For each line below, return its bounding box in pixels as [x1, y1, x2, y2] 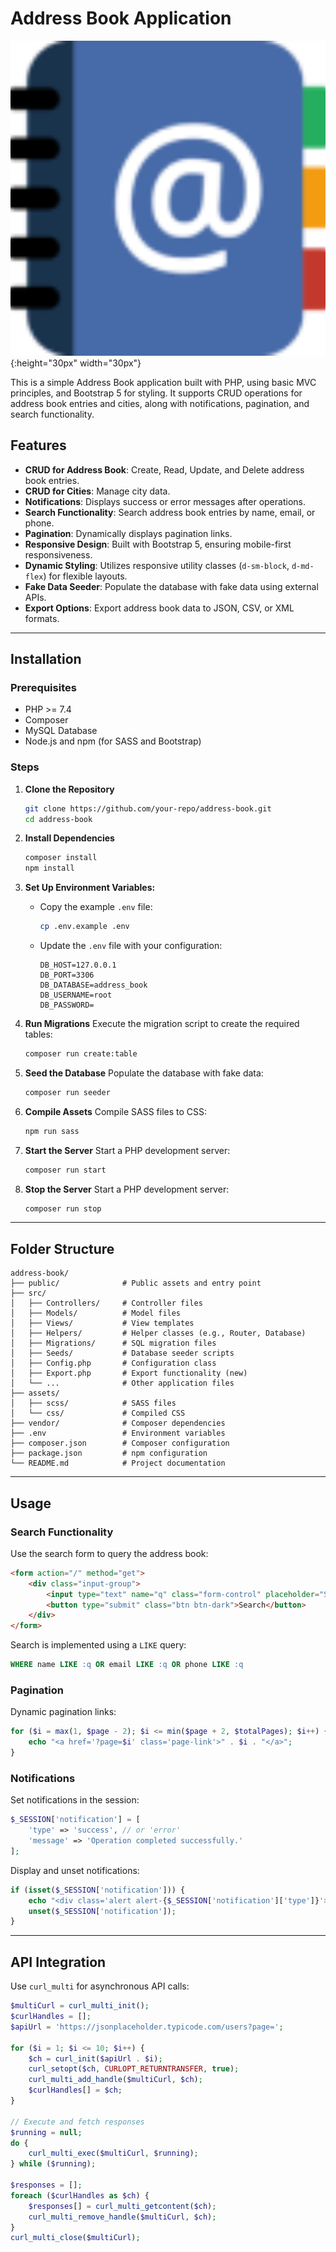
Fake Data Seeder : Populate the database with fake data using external [24, 580, 319, 592]
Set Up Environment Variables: [24, 882, 156, 894]
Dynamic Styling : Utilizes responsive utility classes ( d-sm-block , [24, 559, 290, 571]
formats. [24, 612, 60, 624]
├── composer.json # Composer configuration [10, 1438, 230, 1449]
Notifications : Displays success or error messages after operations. [24, 495, 306, 507]
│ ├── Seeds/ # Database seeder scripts [10, 1348, 235, 1359]
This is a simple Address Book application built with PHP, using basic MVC [10, 376, 317, 388]
